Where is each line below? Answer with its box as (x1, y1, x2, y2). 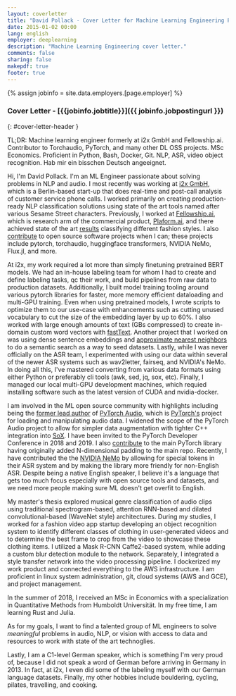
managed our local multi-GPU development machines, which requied (7, 380, 207, 388)
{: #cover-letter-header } (7, 122, 79, 130)
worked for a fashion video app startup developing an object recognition (7, 519, 217, 528)
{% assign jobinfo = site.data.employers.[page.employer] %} (7, 89, 183, 97)
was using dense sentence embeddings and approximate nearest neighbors (7, 335, 228, 344)
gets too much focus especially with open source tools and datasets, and (7, 476, 219, 485)
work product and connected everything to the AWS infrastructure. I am (7, 564, 215, 573)
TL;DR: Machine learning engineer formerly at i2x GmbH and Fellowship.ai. (7, 135, 223, 144)
